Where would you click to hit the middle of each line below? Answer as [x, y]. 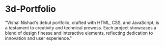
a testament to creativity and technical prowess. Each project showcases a [81, 27]
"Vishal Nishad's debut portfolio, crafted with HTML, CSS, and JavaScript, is [82, 23]
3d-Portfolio [31, 9]
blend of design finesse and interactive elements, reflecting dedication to [79, 33]
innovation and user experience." [39, 38]
